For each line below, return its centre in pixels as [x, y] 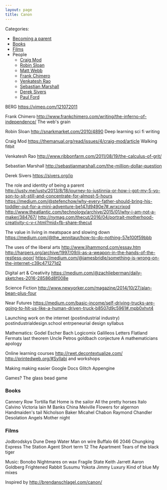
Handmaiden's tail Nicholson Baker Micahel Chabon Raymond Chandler [79, 412]
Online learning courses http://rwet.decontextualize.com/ [64, 353]
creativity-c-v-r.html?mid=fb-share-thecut [49, 222]
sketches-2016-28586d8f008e [37, 278]
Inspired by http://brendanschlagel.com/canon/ [54, 482]
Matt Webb [31, 70]
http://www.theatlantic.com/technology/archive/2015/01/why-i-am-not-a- [81, 212]
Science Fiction [21, 288]
